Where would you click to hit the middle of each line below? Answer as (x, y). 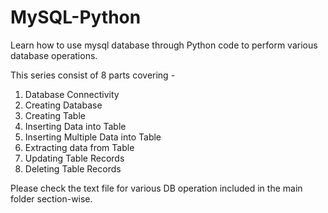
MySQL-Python (76, 17)
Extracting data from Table (79, 147)
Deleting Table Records (73, 168)
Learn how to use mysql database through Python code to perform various (164, 45)
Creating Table (55, 115)
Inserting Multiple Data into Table (93, 137)
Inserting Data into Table (75, 126)
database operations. (54, 55)
